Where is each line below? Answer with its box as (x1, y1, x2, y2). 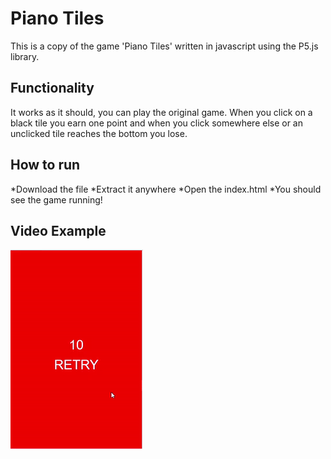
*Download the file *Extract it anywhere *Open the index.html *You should (10, 183, 322, 195)
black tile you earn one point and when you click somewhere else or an (10, 117, 304, 129)
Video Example (10, 222, 107, 239)
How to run (10, 157, 81, 174)
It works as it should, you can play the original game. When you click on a (10, 106, 313, 118)
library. (10, 50, 40, 62)
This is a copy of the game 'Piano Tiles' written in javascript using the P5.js (10, 40, 319, 52)
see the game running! (10, 193, 103, 206)
